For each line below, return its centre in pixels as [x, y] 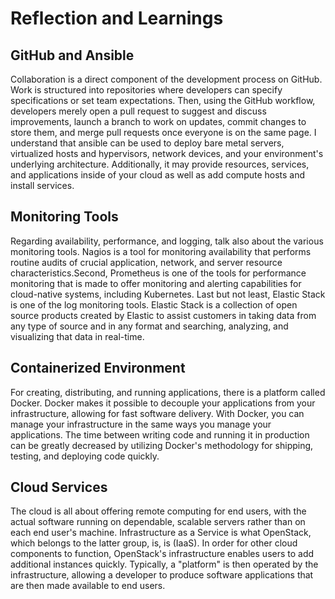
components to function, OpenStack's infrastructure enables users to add [162, 554]
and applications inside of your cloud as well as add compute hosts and [158, 175]
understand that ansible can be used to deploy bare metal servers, [147, 143]
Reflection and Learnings [117, 18]
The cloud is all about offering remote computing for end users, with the [158, 511]
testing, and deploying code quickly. [85, 456]
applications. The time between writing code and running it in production [160, 434]
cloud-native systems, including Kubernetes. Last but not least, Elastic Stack [168, 294]
